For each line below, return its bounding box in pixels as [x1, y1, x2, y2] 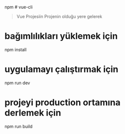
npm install [4, 46, 27, 53]
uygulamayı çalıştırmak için [4, 64, 119, 75]
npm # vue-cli [4, 4, 33, 10]
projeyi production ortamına [4, 97, 121, 108]
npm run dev [4, 80, 30, 86]
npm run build [4, 123, 33, 129]
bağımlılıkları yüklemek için [4, 31, 118, 42]
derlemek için [4, 107, 62, 118]
